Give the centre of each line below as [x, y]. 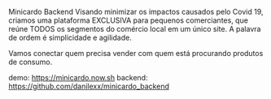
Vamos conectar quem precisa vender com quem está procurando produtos [136, 53]
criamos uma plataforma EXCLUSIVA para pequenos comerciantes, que [128, 20]
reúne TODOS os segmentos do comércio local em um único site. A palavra [135, 29]
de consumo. [31, 62]
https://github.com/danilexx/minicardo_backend [89, 86]
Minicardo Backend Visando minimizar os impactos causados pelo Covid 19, [136, 12]
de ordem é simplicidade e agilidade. [70, 37]
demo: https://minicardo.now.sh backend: [78, 77]
